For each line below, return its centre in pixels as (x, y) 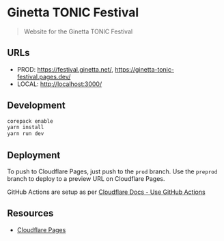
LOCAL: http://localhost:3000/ (59, 84)
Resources (30, 213)
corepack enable (30, 121)
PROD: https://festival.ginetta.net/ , (65, 69)
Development (37, 105)
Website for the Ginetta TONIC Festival (78, 31)
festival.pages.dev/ (44, 76)
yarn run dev (26, 134)
